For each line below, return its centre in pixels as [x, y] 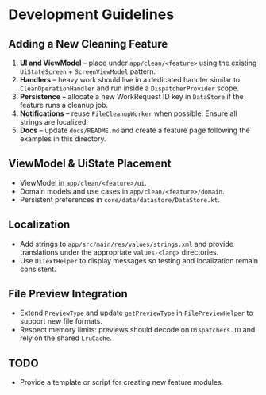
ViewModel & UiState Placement [90, 164]
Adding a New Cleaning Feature [88, 44]
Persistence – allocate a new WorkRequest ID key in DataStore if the [131, 96]
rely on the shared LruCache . [66, 338]
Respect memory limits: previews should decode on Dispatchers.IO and [137, 330]
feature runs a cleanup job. [64, 105]
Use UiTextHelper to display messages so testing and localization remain [139, 260]
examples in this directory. [63, 139]
